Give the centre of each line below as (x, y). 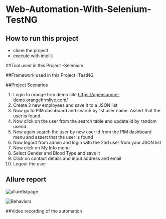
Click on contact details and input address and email (67, 158)
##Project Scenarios (27, 85)
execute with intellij (33, 56)
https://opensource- (99, 94)
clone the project (31, 50)
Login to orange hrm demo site (45, 94)
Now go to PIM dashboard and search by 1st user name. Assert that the (87, 111)
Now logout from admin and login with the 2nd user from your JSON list (87, 142)
